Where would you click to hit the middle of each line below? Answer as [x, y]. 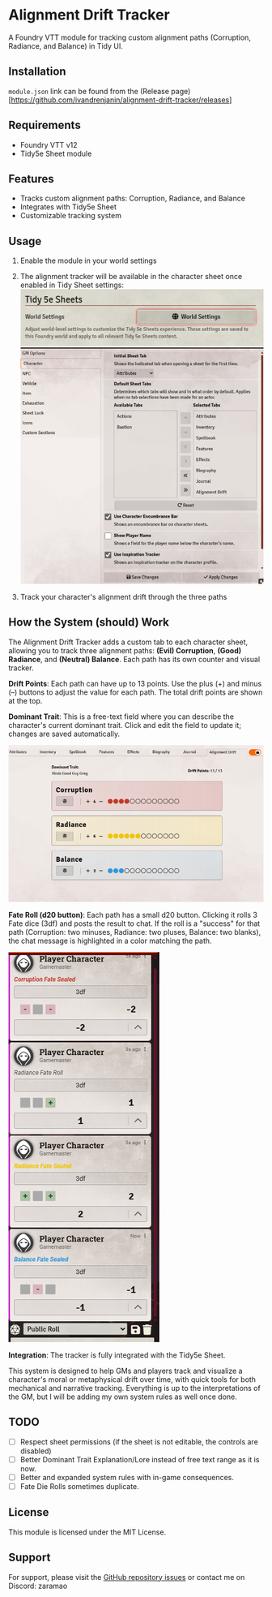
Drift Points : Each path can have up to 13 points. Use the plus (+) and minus [135, 683]
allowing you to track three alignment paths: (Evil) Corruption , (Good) [125, 650]
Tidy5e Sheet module [56, 153]
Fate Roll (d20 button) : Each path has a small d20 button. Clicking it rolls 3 [133, 915]
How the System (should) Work [89, 622]
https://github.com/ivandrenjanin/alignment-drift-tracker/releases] [121, 100]
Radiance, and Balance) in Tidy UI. [66, 45]
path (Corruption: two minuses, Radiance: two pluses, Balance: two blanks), [135, 932]
